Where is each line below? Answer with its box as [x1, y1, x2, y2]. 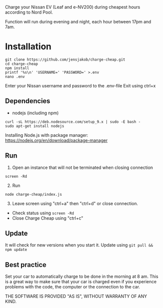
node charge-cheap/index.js [5, 192, 62, 197]
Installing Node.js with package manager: [5, 132, 89, 138]
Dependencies [5, 97, 50, 105]
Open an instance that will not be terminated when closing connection [12, 164, 153, 170]
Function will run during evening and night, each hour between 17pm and [5, 19, 151, 24]
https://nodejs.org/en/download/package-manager [5, 137, 108, 143]
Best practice [5, 261, 47, 269]
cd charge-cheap [5, 61, 38, 66]
